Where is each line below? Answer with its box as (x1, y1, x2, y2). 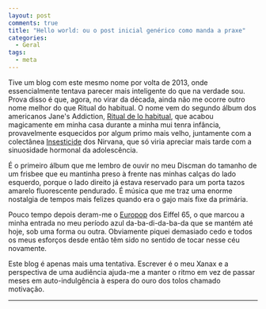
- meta (15, 56, 37, 64)
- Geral (15, 41, 41, 49)
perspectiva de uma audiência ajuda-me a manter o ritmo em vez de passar (8, 267, 256, 276)
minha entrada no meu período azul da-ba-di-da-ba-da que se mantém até (8, 218, 253, 227)
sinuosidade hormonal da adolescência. (8, 145, 139, 155)
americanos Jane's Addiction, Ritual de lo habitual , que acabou (8, 111, 214, 121)
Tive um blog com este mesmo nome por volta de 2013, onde (8, 77, 208, 87)
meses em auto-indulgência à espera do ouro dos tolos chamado (8, 276, 221, 285)
